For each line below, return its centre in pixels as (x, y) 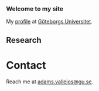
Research (24, 40)
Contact (26, 65)
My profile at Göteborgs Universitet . (49, 22)
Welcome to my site (35, 9)
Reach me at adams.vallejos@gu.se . (50, 82)
